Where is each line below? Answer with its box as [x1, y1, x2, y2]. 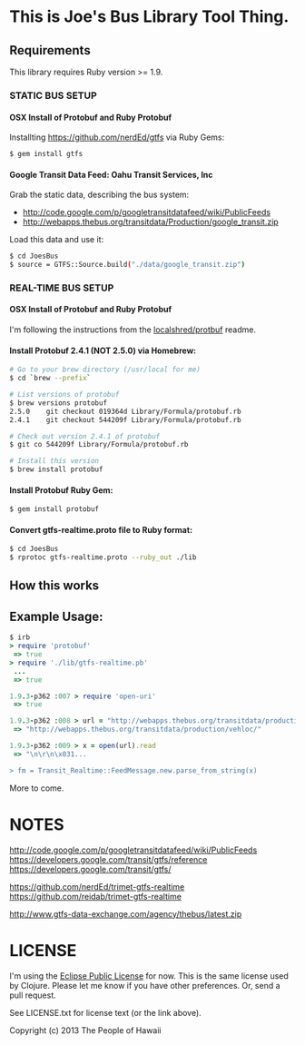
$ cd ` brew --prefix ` [9, 374, 92, 383]
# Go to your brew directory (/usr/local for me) [9, 365, 202, 374]
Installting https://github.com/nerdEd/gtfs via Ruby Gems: [9, 132, 225, 143]
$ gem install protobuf [9, 505, 100, 514]
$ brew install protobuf [9, 465, 103, 474]
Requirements [9, 43, 91, 58]
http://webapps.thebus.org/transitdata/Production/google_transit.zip [22, 216, 279, 228]
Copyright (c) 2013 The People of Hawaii [9, 1024, 162, 1036]
